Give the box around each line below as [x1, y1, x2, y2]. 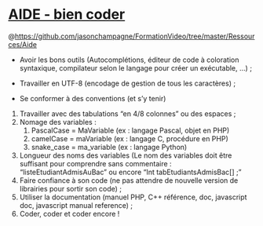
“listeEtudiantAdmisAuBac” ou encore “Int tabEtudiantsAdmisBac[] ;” [19, 167, 242, 177]
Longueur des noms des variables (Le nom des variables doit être [19, 151, 232, 160]
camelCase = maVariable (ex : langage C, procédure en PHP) [31, 133, 229, 143]
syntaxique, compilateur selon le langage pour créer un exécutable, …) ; [19, 63, 253, 72]
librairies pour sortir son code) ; [19, 184, 122, 193]
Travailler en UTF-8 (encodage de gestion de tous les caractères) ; [19, 78, 236, 88]
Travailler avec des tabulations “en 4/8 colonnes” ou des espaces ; [19, 108, 236, 118]
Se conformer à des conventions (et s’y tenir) [19, 93, 166, 103]
